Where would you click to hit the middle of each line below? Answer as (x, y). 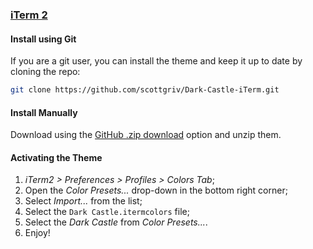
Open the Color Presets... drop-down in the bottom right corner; (156, 190)
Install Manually (44, 112)
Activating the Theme (56, 157)
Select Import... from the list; (83, 201)
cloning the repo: (45, 72)
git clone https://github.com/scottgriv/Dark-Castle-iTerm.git (145, 90)
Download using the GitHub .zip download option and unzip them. (146, 135)
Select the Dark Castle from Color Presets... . (116, 222)
